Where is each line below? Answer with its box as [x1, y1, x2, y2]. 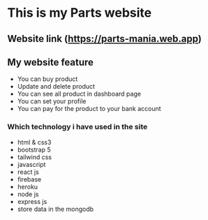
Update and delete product [17, 82, 96, 91]
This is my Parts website [7, 5, 152, 21]
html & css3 [17, 138, 52, 146]
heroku [17, 182, 38, 191]
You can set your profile [17, 97, 87, 105]
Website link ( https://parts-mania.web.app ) [7, 33, 202, 45]
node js [17, 190, 39, 198]
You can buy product [17, 75, 78, 83]
